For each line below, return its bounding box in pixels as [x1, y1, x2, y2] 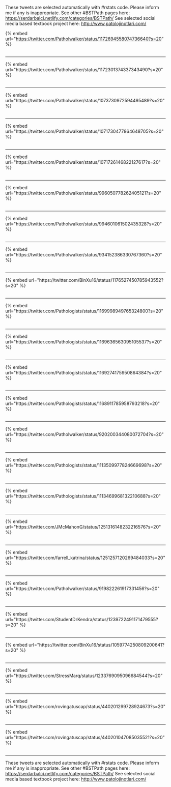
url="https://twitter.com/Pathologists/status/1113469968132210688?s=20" [5, 493, 161, 499]
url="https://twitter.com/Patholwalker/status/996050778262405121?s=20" [5, 190, 161, 196]
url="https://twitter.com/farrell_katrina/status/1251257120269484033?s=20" [5, 555, 165, 561]
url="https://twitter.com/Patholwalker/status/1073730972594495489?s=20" [5, 98, 165, 103]
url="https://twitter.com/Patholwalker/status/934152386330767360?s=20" [5, 252, 162, 257]
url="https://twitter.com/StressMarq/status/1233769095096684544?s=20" [5, 673, 163, 679]
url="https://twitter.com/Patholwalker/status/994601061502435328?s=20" [5, 221, 162, 227]
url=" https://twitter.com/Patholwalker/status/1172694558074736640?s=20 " [5, 36, 164, 42]
